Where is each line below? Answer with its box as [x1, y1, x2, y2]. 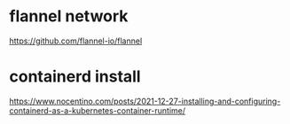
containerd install [9, 66, 141, 87]
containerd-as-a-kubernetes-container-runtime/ [9, 105, 186, 116]
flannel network [9, 6, 129, 27]
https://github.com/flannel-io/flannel [9, 35, 143, 46]
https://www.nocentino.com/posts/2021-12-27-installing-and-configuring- [9, 96, 281, 106]
